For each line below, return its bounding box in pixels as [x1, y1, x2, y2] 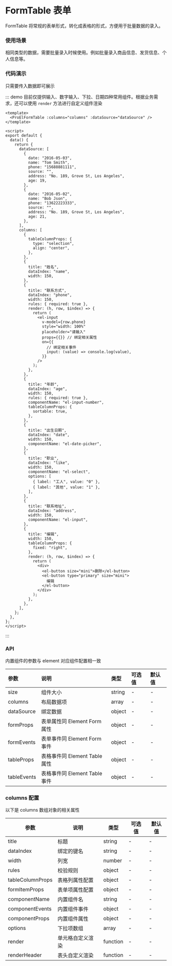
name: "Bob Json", [28, 196, 68, 201]
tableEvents [8, 773, 36, 780]
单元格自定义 [57, 935, 89, 942]
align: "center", [32, 245, 70, 251]
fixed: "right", [32, 545, 68, 550]
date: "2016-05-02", [28, 191, 72, 196]
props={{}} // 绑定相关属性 [41, 335, 97, 340]
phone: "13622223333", [28, 200, 77, 206]
